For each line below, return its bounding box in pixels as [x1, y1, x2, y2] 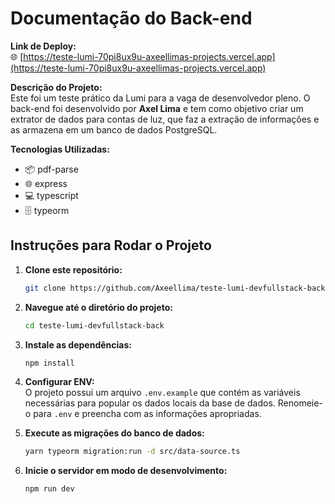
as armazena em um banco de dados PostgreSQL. [10, 123, 218, 136]
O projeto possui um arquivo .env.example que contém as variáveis [24, 387, 301, 399]
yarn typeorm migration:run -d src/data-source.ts [24, 447, 241, 457]
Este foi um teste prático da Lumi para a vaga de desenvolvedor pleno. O [10, 92, 311, 104]
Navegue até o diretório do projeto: [24, 301, 173, 313]
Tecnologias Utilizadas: [10, 143, 110, 155]
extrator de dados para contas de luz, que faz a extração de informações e [10, 113, 320, 125]
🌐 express [24, 177, 68, 189]
